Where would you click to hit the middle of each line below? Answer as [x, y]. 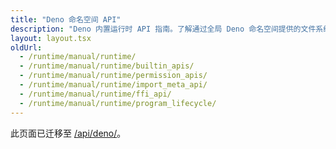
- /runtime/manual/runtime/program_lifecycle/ [118, 103]
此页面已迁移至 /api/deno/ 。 [68, 133]
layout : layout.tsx [51, 38]
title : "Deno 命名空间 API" [66, 19]
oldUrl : [26, 47]
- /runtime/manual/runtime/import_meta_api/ [113, 85]
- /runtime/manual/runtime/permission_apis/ [113, 76]
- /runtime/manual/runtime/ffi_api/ [95, 94]
